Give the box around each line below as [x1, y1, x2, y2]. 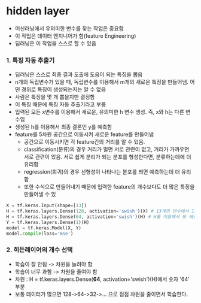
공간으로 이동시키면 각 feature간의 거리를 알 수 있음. [23, 138, 145, 146]
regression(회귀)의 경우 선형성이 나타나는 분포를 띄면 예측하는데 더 [23, 168, 181, 175]
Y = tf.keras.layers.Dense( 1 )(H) [6, 219, 90, 225]
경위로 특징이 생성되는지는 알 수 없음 [21, 86, 106, 93]
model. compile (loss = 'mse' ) [6, 231, 74, 237]
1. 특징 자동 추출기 [6, 56, 55, 64]
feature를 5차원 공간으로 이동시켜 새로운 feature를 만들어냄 [14, 131, 154, 138]
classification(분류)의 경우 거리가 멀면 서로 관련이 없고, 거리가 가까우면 [23, 146, 190, 153]
